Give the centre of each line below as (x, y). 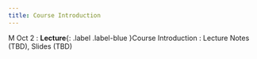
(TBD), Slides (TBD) (40, 46)
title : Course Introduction (55, 15)
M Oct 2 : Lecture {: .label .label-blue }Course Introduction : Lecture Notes (129, 38)
